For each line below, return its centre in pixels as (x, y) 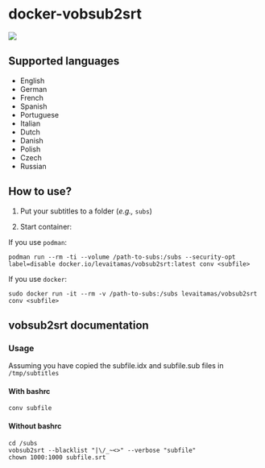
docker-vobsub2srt (75, 14)
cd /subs (23, 443)
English (32, 81)
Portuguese (39, 114)
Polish (30, 149)
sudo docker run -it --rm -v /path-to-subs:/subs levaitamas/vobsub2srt (133, 294)
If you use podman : (37, 242)
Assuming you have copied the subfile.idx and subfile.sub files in (116, 366)
